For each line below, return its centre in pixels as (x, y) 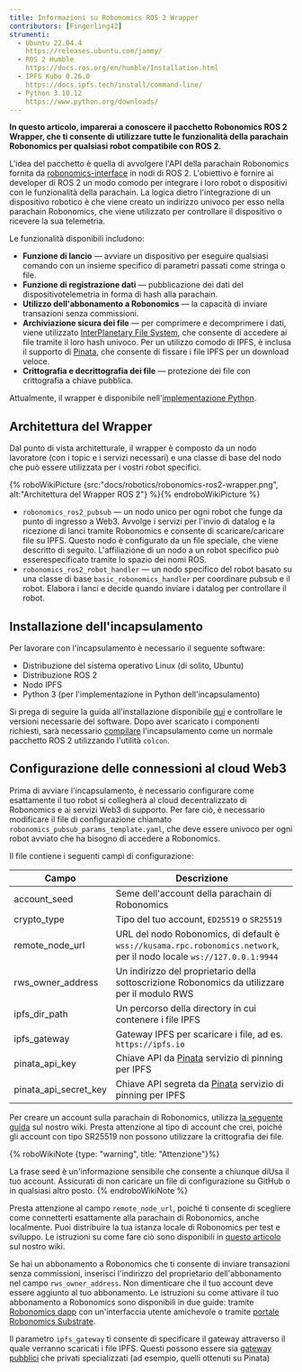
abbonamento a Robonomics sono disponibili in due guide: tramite (132, 1302)
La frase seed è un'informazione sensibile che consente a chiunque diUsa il (149, 1171)
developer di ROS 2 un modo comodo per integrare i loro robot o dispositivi (148, 183)
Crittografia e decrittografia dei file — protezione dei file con (137, 371)
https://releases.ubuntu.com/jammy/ (94, 51)
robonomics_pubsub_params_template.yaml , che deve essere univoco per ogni (151, 828)
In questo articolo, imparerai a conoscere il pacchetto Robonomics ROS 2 (148, 127)
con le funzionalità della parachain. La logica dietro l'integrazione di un (140, 192)
